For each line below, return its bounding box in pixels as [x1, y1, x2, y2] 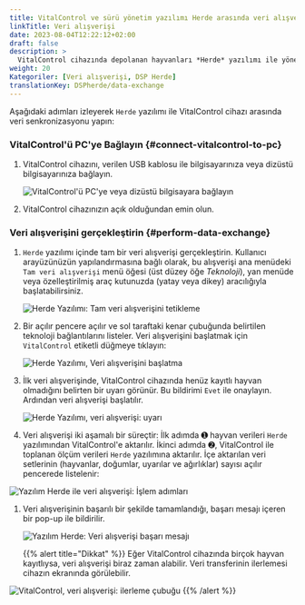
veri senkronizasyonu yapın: [9, 115, 115, 126]
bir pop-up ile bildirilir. [22, 513, 105, 524]
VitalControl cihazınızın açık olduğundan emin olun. [22, 203, 215, 214]
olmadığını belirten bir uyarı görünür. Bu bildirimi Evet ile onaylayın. [22, 385, 272, 396]
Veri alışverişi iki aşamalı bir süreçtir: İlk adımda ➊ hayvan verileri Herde [22, 430, 288, 441]
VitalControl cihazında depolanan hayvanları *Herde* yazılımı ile [17, 55, 279, 64]
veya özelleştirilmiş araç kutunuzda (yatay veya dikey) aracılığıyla [22, 276, 267, 287]
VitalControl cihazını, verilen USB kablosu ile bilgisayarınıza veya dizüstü [22, 158, 293, 169]
